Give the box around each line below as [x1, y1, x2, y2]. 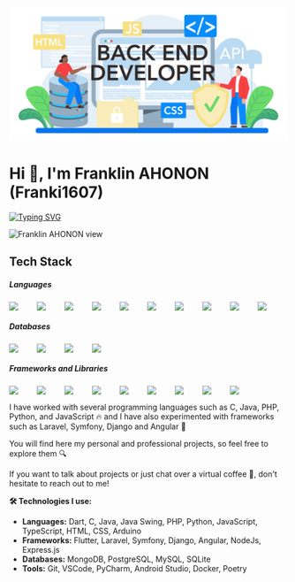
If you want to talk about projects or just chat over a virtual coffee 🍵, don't [9, 469, 278, 479]
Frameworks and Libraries [9, 364, 109, 374]
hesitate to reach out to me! [9, 479, 110, 489]
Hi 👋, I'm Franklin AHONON [9, 164, 209, 184]
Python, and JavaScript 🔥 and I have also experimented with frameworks [9, 411, 275, 422]
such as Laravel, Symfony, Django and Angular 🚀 [9, 421, 187, 432]
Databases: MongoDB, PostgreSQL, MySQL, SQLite [21, 554, 211, 564]
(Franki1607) [9, 182, 104, 203]
